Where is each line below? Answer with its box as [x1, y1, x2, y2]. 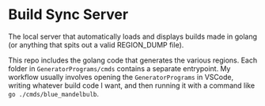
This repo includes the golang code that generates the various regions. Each [8, 55, 258, 65]
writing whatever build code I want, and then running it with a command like [8, 81, 256, 90]
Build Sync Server [8, 6, 129, 24]
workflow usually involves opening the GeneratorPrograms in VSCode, [8, 72, 234, 81]
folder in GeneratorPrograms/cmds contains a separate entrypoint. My [8, 63, 231, 73]
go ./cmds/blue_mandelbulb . [8, 89, 100, 98]
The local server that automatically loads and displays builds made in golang [8, 32, 258, 41]
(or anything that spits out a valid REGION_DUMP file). [8, 40, 184, 49]
